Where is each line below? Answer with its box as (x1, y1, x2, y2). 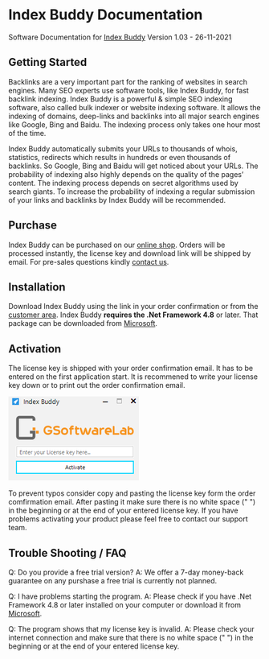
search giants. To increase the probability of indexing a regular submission (8, 187, 255, 196)
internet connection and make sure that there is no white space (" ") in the (8, 633, 254, 642)
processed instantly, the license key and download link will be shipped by (8, 248, 251, 258)
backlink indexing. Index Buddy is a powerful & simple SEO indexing (8, 94, 233, 104)
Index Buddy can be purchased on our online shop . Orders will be (8, 240, 226, 249)
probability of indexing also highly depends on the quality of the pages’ (8, 169, 244, 179)
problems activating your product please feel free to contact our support (8, 514, 248, 524)
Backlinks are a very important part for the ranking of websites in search (8, 76, 247, 86)
